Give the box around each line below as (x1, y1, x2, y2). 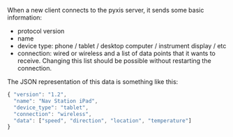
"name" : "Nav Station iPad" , (13, 97, 98, 104)
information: (7, 13, 43, 22)
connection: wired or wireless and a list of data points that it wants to (17, 49, 216, 57)
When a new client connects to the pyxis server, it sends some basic (7, 6, 204, 14)
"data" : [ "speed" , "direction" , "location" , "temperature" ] (13, 117, 192, 124)
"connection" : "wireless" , (13, 110, 92, 117)
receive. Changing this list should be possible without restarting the (17, 57, 211, 65)
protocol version (17, 27, 65, 35)
